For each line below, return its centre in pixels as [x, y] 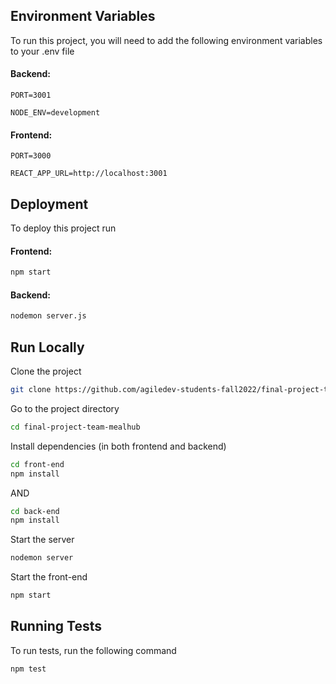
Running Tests [56, 626]
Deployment [49, 204]
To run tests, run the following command [93, 650]
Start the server [42, 540]
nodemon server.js [48, 316]
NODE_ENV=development [55, 113]
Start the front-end [49, 577]
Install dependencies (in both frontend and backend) [118, 446]
